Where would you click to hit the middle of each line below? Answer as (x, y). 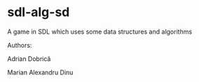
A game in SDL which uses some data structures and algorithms (100, 32)
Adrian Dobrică (29, 59)
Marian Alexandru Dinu (40, 72)
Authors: (20, 45)
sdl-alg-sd (39, 12)
